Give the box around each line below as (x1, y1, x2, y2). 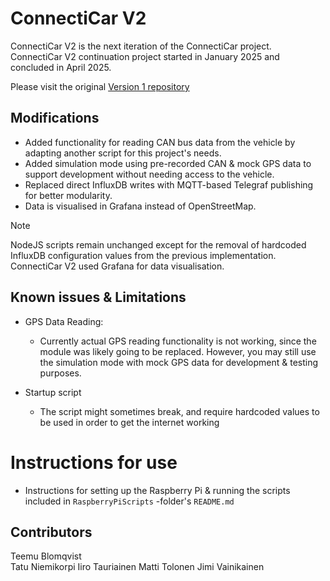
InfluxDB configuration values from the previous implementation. (10, 249, 277, 261)
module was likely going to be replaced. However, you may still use (39, 345, 317, 357)
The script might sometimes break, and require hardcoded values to (39, 405, 320, 417)
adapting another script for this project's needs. (24, 147, 222, 159)
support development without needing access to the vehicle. (24, 168, 275, 180)
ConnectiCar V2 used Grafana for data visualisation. (10, 260, 225, 272)
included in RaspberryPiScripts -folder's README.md (24, 495, 235, 507)
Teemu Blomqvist (10, 550, 82, 562)
